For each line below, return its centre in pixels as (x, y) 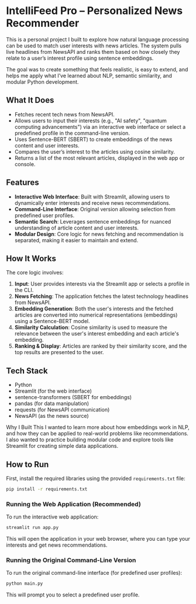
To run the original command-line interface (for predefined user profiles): (94, 573)
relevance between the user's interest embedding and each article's (97, 334)
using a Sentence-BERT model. (52, 321)
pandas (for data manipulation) (52, 404)
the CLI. (24, 290)
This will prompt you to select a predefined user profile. (73, 595)
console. (25, 164)
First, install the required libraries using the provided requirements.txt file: (96, 478)
